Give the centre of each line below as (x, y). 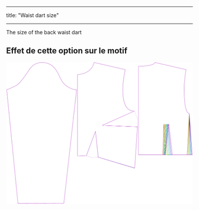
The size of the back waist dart (44, 32)
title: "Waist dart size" (33, 15)
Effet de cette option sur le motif (67, 51)
